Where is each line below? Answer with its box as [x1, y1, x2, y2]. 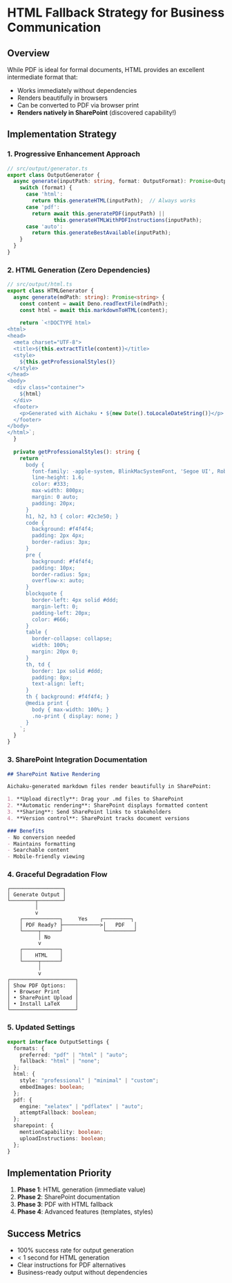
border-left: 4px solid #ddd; [32, 597, 119, 604]
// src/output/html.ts [7, 281, 72, 288]
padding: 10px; [32, 564, 76, 571]
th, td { [25, 661, 51, 668]
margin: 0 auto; [32, 494, 79, 500]
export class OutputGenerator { [7, 171, 100, 178]
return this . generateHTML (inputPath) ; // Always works [32, 198, 196, 204]
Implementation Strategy [7, 128, 117, 140]
